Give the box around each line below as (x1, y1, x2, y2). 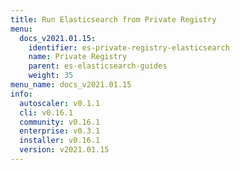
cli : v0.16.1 (19, 107, 74, 118)
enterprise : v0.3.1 (19, 126, 101, 136)
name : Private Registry (28, 52, 128, 62)
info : (10, 89, 33, 99)
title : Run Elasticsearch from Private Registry (10, 14, 217, 25)
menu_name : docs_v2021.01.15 (10, 80, 132, 90)
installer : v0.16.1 (19, 136, 101, 146)
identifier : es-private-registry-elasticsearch (28, 42, 230, 53)
